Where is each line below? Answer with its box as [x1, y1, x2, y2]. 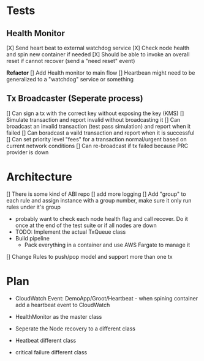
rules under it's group [6, 203, 61, 210]
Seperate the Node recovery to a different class [15, 325, 136, 332]
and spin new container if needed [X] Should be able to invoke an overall [6, 51, 190, 58]
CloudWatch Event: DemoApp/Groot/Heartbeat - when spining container [15, 294, 198, 302]
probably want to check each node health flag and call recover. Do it [15, 215, 188, 222]
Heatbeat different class [15, 337, 77, 344]
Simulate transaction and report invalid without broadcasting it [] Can [6, 116, 181, 123]
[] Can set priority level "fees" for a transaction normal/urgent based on [6, 135, 187, 143]
